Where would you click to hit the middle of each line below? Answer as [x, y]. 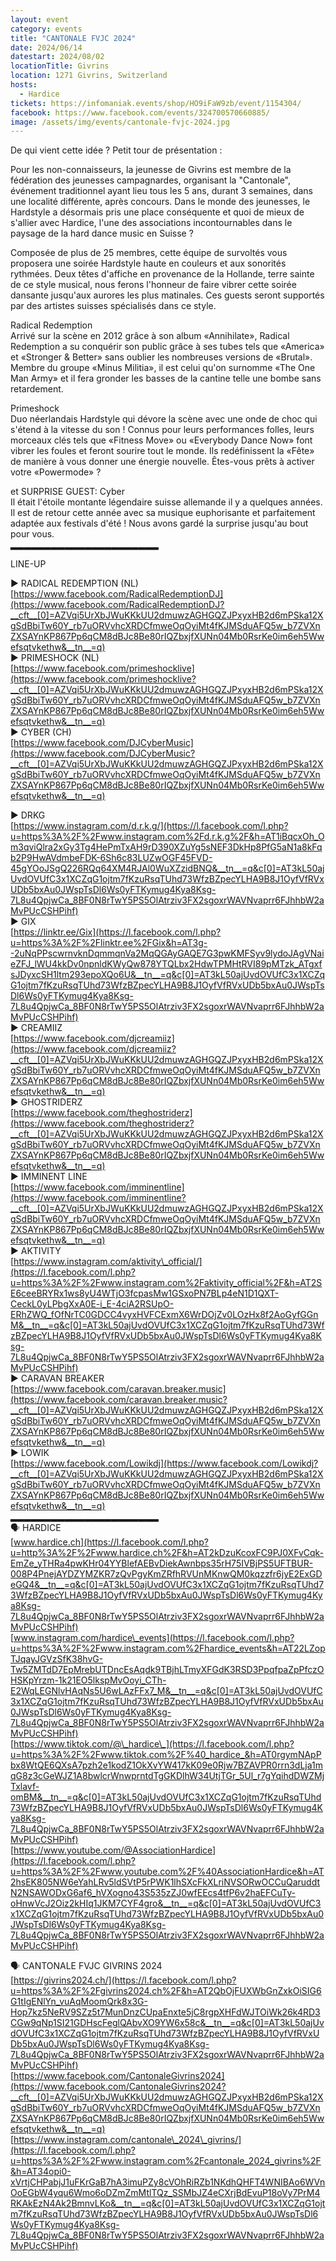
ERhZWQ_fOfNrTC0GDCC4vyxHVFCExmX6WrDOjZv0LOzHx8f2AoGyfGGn [164, 1315]
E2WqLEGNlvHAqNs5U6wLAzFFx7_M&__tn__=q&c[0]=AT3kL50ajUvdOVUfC [166, 1691]
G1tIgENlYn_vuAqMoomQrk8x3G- [79, 2002]
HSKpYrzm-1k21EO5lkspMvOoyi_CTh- [88, 1680]
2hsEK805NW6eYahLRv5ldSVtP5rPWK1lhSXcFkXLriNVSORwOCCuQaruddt [165, 1882]
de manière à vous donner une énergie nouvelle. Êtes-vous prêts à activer [162, 462]
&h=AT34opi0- [41, 2172]
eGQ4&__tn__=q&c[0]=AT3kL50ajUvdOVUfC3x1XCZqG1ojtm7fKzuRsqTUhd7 [167, 1585]
